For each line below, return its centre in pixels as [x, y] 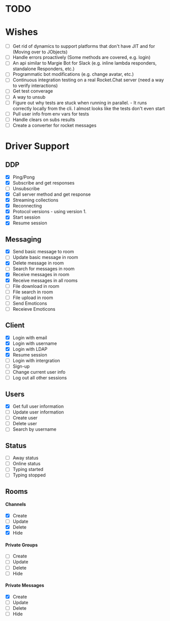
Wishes [22, 32]
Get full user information [38, 406]
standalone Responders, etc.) [44, 69]
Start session [26, 217]
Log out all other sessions [40, 378]
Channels [16, 505]
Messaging [23, 239]
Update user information [38, 412]
